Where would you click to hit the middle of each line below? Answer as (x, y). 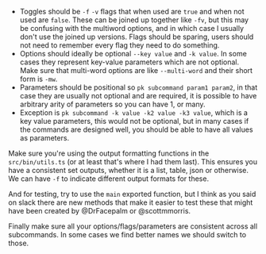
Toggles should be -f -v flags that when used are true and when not (132, 12)
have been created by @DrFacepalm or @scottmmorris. (100, 211)
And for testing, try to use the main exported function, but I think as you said (132, 194)
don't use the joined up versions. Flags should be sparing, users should (137, 37)
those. (19, 243)
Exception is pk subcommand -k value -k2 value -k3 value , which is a (134, 113)
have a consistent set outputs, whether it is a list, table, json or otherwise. (128, 170)
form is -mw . (39, 79)
